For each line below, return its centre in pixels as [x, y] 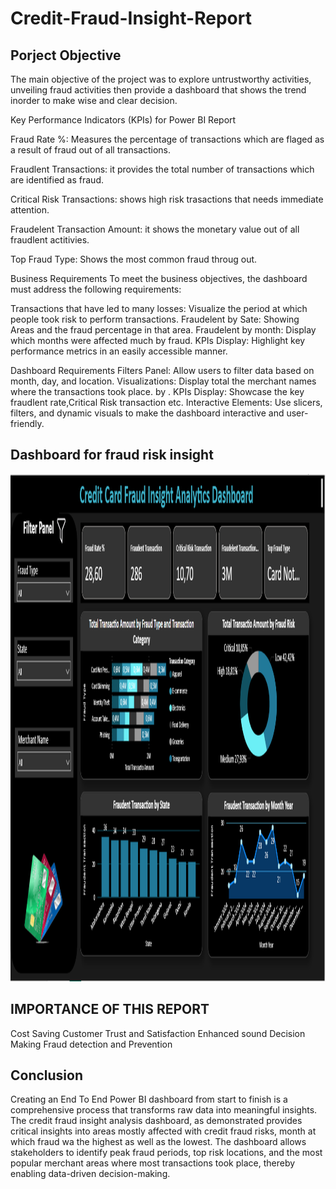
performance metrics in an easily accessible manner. [119, 351]
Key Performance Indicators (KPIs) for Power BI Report [123, 120]
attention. [30, 210]
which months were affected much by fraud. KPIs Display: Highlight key [158, 340]
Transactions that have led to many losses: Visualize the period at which [159, 308]
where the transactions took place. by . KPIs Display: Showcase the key [157, 391]
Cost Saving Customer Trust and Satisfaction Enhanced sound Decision [158, 1033]
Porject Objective [66, 55]
